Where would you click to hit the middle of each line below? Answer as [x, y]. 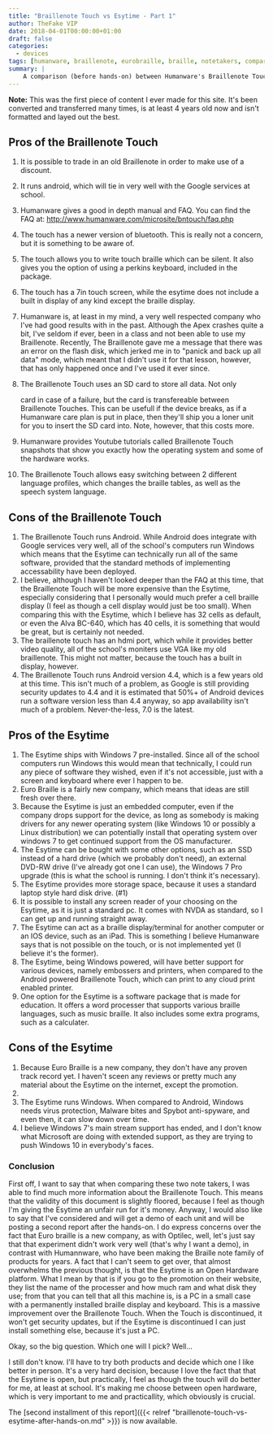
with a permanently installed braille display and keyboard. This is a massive [134, 1305]
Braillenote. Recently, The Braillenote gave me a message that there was [141, 343]
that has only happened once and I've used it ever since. [115, 368]
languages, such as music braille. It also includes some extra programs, [140, 1014]
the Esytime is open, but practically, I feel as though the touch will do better [134, 1380]
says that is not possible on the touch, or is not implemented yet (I [130, 945]
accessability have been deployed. [78, 572]
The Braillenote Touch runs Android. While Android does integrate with [139, 537]
